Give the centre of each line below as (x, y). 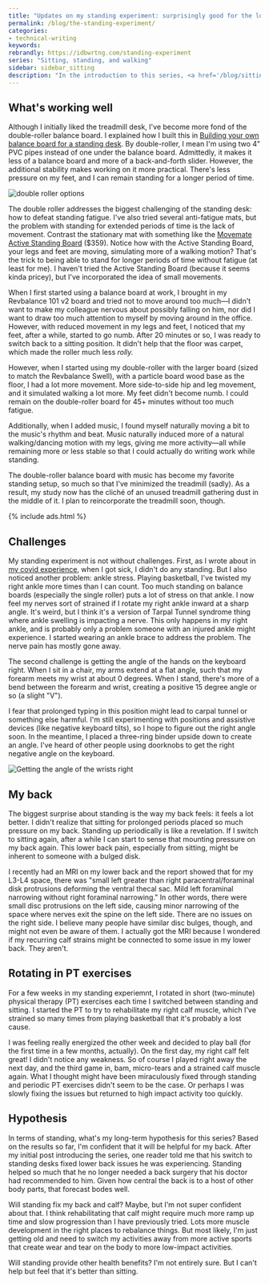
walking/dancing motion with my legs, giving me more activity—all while (127, 443)
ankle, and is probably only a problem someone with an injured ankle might (132, 629)
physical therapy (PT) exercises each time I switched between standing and (133, 1001)
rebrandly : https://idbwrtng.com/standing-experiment (100, 53)
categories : (28, 30)
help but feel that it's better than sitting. (73, 1271)
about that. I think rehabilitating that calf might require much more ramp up (131, 1213)
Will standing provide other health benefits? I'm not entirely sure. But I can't (133, 1262)
